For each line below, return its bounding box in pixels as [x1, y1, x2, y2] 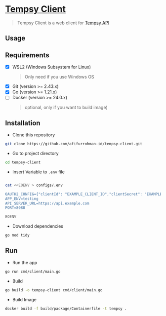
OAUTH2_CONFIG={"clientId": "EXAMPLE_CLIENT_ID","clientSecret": [5, 192, 142, 197]
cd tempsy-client [5, 160, 41, 165]
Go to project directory [12, 151, 59, 157]
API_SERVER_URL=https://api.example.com [5, 201, 90, 206]
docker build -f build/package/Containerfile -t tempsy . [5, 306, 127, 311]
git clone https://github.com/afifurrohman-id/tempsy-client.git [5, 142, 142, 147]
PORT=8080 [5, 205, 26, 210]
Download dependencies [12, 223, 63, 229]
